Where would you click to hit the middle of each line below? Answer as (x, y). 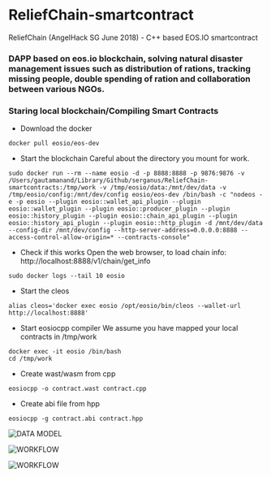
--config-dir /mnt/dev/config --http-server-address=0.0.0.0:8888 (123, 230)
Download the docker (56, 128)
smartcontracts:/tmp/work (52, 188)
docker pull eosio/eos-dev (54, 144)
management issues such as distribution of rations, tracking (130, 68)
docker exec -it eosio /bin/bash (65, 352)
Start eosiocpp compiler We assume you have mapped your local (129, 328)
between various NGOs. (57, 89)
